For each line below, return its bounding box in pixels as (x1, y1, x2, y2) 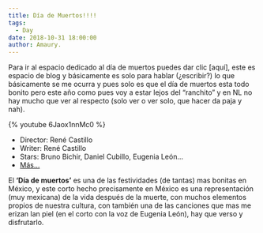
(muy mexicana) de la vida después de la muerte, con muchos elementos (8, 193, 247, 202)
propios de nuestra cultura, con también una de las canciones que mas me (8, 201, 251, 210)
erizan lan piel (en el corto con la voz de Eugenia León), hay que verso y (8, 209, 243, 219)
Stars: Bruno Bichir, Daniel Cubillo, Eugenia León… (19, 152, 184, 162)
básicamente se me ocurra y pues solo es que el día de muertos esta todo (8, 80, 250, 89)
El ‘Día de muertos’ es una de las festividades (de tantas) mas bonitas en (8, 175, 247, 186)
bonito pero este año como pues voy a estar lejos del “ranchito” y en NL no (8, 88, 253, 97)
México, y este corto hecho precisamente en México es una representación (8, 184, 254, 194)
